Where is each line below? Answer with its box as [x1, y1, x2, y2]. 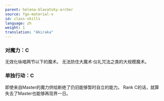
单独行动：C [5, 72, 34, 79]
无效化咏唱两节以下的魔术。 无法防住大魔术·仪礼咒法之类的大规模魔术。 [5, 59, 149, 65]
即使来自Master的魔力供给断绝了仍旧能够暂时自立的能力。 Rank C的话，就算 [5, 84, 159, 90]
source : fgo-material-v [5, 12, 54, 17]
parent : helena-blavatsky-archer [5, 7, 73, 12]
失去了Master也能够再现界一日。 [5, 90, 71, 96]
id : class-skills [5, 16, 41, 21]
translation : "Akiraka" [5, 30, 54, 35]
